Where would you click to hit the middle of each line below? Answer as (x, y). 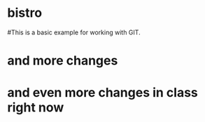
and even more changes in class (102, 93)
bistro (25, 13)
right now (36, 108)
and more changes (63, 61)
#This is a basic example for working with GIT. (74, 32)
